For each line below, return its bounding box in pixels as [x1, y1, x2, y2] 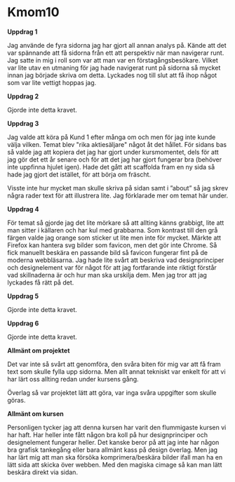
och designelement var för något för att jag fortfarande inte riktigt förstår [7, 263, 217, 271]
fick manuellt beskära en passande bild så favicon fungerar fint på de [7, 248, 208, 256]
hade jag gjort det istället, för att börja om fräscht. [7, 170, 152, 178]
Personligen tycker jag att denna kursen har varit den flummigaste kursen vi [7, 423, 227, 431]
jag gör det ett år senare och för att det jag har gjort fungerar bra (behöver [7, 155, 222, 164]
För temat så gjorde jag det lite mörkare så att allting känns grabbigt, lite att [7, 219, 224, 227]
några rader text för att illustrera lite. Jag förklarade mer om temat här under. [7, 191, 229, 200]
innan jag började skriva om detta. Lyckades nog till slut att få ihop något [7, 71, 217, 79]
